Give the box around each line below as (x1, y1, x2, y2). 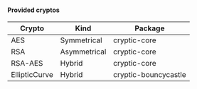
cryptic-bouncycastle (113, 70, 186, 80)
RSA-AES (11, 59, 43, 69)
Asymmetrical (60, 47, 107, 57)
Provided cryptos (7, 6, 60, 14)
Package (134, 23, 165, 33)
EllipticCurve (11, 70, 53, 80)
